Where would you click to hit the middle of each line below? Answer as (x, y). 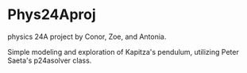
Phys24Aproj (52, 15)
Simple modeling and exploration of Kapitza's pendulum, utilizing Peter (123, 52)
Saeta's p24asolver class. (50, 60)
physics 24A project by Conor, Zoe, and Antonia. (87, 36)
